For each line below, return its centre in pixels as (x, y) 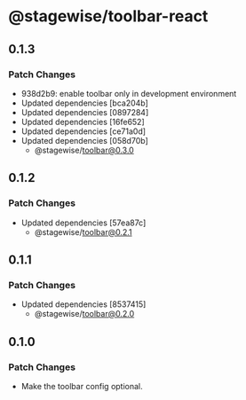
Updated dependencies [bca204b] (84, 103)
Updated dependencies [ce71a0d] (83, 131)
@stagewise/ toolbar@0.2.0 (84, 314)
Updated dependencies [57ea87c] (83, 223)
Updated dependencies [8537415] (83, 304)
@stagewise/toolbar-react (108, 16)
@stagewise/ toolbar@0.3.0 (84, 150)
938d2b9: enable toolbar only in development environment (129, 93)
